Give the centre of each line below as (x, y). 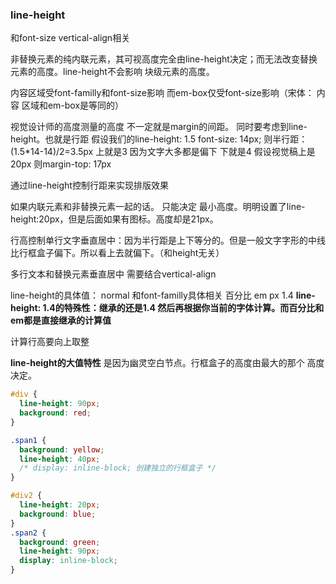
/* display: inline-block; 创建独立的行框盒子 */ (118, 468)
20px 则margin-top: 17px (61, 164)
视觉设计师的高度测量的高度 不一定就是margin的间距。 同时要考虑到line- (159, 127)
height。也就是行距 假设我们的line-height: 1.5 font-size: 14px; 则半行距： (159, 139)
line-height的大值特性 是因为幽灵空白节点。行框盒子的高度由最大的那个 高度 (167, 363)
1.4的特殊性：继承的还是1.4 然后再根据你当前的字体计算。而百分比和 (183, 308)
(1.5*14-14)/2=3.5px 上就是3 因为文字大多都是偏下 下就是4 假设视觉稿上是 (163, 152)
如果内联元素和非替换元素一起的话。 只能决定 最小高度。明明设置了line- (158, 207)
